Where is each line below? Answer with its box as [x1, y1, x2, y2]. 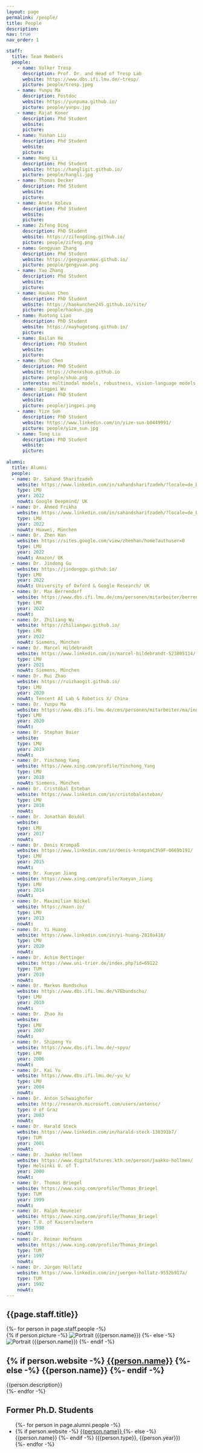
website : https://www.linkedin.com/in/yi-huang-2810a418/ [17, 932, 166, 938]
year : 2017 [17, 830, 45, 836]
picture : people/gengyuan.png [22, 262, 98, 268]
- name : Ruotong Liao [17, 313, 71, 319]
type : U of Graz [17, 1107, 59, 1113]
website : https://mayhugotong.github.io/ [22, 324, 129, 330]
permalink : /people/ [6, 15, 59, 21]
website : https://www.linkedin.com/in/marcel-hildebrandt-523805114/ [17, 650, 196, 657]
